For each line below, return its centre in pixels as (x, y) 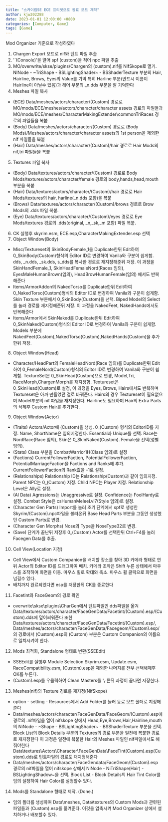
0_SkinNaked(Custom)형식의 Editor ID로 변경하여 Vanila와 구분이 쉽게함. (84, 324)
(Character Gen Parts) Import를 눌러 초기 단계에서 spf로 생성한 (75, 508)
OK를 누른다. (25, 674)
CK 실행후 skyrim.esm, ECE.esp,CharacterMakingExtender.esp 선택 (81, 234)
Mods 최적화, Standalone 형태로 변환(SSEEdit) (59, 651)
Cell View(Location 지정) (38, 549)
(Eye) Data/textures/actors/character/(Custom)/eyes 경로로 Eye (78, 217)
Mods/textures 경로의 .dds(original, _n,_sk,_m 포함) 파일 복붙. (75, 223)
